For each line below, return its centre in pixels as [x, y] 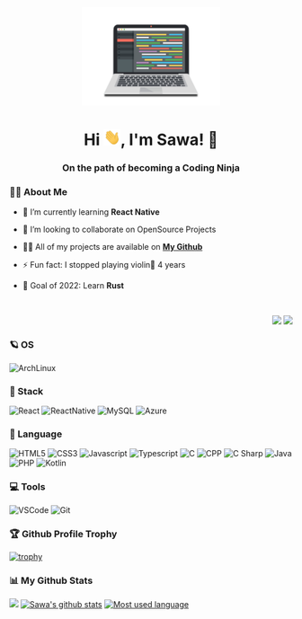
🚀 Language [36, 434]
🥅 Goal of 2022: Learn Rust [73, 285]
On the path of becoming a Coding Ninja [151, 168]
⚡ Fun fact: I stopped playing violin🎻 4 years [104, 264]
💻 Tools [27, 487]
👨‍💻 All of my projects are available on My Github [112, 246]
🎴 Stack [27, 391]
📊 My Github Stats [51, 580]
